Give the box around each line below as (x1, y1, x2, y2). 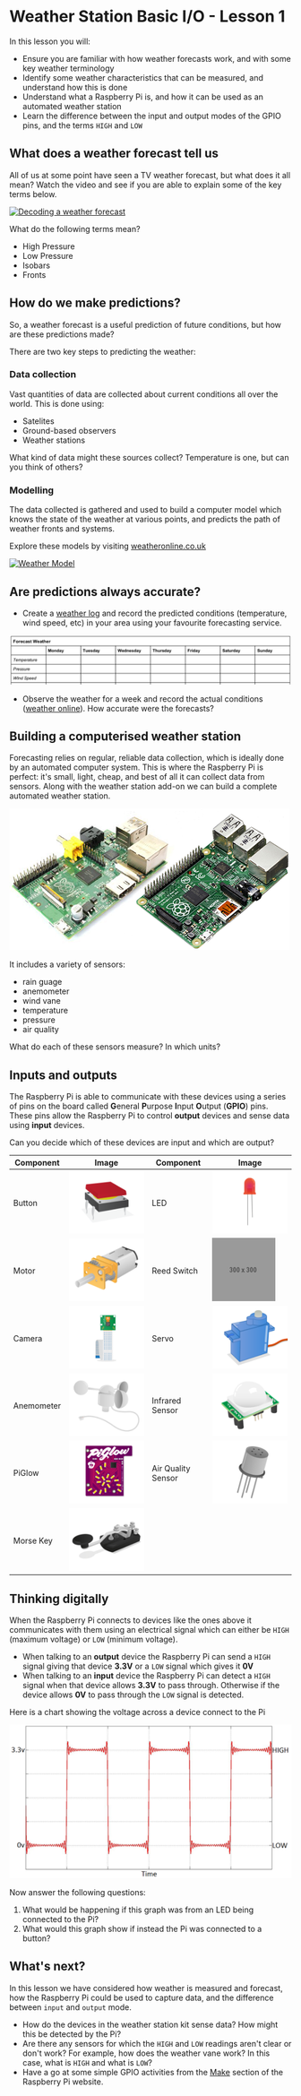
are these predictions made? (9, 329, 115, 340)
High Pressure (21, 240, 75, 252)
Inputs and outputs (9, 1067, 118, 1083)
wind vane (21, 996, 61, 1006)
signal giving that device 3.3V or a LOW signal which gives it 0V (21, 1660, 254, 1672)
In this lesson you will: (9, 36, 91, 47)
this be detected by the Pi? (21, 2028, 122, 2040)
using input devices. (9, 1120, 85, 1131)
